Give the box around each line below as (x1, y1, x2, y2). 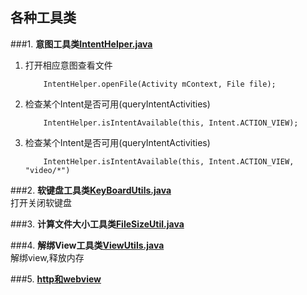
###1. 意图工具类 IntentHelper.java (10, 38, 153, 50)
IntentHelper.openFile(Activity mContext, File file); (43, 79, 277, 89)
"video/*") (24, 165, 71, 175)
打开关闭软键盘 (10, 196, 72, 208)
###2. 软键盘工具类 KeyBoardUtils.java (10, 184, 172, 196)
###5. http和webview (10, 273, 102, 285)
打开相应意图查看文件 (24, 59, 113, 71)
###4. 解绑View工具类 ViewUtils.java (10, 239, 165, 251)
